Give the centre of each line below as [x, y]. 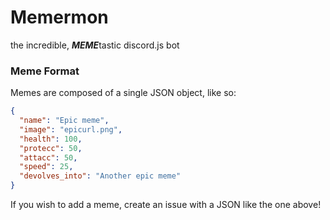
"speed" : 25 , [46, 167]
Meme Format [45, 71]
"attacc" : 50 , [48, 157]
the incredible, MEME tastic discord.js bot [95, 45]
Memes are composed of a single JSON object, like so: [123, 93]
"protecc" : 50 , [51, 148]
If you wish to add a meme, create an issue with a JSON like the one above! [166, 205]
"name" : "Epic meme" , [64, 121]
